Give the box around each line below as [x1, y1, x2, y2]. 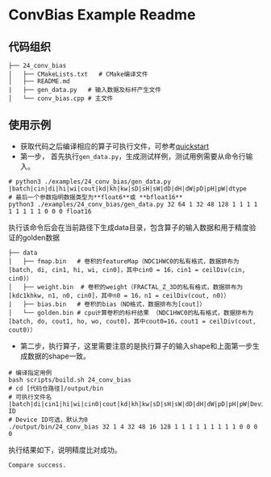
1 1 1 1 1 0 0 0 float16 [8, 207, 92, 215]
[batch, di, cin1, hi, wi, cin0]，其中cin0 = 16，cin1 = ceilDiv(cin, [8, 266, 246, 274]
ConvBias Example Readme [8, 6, 196, 24]
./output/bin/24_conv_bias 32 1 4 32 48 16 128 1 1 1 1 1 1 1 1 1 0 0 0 [8, 422, 258, 431]
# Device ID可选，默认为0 [8, 416, 89, 424]
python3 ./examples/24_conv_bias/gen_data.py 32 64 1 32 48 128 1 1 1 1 [8, 200, 258, 208]
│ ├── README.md [8, 77, 70, 86]
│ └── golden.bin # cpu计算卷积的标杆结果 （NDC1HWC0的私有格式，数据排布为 [8, 308, 254, 316]
